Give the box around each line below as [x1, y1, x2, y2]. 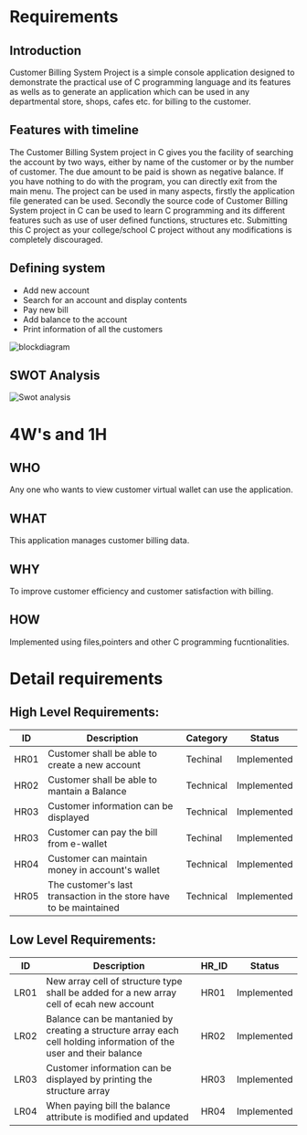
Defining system [9, 260, 106, 276]
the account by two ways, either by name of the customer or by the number [9, 156, 294, 167]
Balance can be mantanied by [46, 1012, 174, 1025]
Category [185, 731, 228, 744]
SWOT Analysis [9, 368, 101, 384]
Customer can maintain [47, 852, 148, 865]
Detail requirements [9, 668, 164, 689]
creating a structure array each [46, 1024, 180, 1036]
